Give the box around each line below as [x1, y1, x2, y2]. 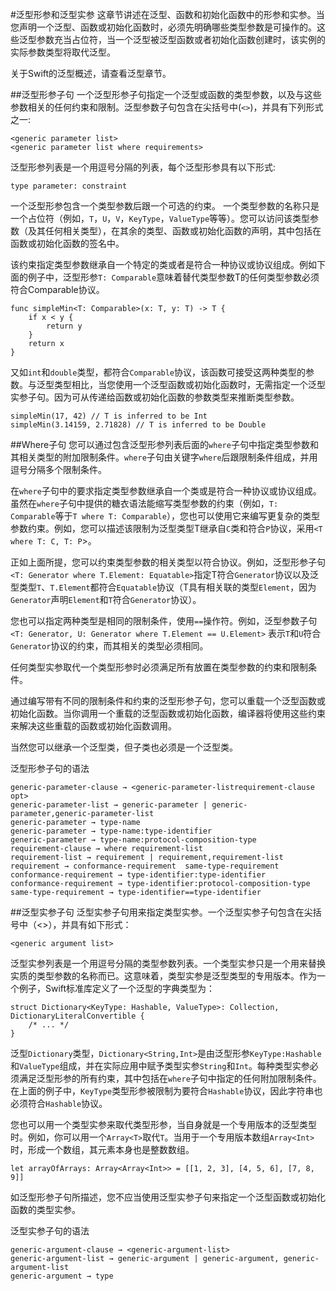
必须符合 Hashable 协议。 [10, 1098, 108, 1109]
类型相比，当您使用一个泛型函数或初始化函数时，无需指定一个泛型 [53, 379, 326, 390]
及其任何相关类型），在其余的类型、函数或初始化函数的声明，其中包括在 [27, 225, 322, 237]
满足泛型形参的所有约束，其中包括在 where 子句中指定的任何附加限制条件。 [18, 1073, 322, 1084]
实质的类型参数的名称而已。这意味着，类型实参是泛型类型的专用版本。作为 [10, 970, 317, 982]
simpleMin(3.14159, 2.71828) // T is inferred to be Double [10, 420, 267, 430]
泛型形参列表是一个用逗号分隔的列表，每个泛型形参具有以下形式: [10, 161, 277, 173]
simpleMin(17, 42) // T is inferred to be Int [10, 411, 208, 421]
